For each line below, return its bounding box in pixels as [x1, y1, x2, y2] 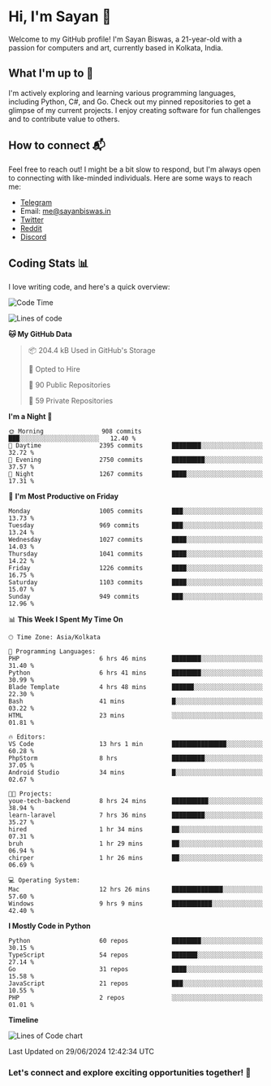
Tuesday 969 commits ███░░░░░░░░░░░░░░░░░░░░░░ [8, 521, 264, 530]
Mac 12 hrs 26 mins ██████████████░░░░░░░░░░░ [8, 886, 264, 894]
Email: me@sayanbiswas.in [19, 206, 111, 216]
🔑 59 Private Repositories [28, 396, 114, 406]
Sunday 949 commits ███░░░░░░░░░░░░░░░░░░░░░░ [8, 593, 264, 601]
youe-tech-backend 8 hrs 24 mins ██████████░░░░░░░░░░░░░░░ [8, 797, 264, 805]
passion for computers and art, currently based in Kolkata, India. [8, 42, 223, 52]
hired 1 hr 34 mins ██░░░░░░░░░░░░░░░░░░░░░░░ [8, 826, 264, 834]
